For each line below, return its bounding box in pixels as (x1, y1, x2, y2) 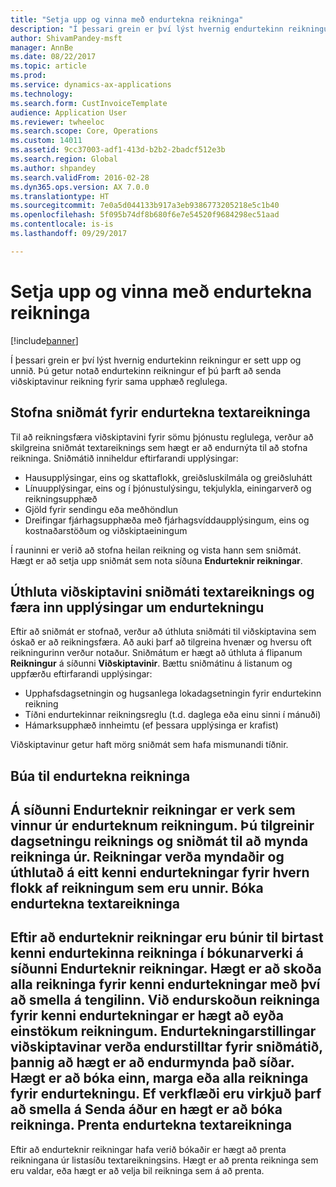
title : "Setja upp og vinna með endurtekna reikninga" (10, 14, 244, 25)
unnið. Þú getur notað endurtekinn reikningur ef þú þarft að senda (10, 364, 282, 376)
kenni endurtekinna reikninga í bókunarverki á (10, 945, 304, 962)
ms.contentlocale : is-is (10, 219, 114, 230)
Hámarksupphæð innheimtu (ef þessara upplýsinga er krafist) (24, 719, 279, 731)
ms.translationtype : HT (10, 191, 110, 201)
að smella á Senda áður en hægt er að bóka (10, 1101, 283, 1118)
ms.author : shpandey (10, 163, 97, 173)
